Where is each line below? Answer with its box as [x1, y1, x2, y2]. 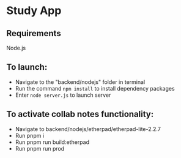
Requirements [6, 28, 61, 39]
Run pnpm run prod [15, 145, 65, 152]
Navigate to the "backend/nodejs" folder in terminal [15, 78, 146, 86]
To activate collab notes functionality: [6, 109, 154, 119]
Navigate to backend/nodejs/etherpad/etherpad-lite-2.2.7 [15, 125, 161, 132]
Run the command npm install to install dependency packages [15, 85, 175, 92]
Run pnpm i [15, 132, 45, 139]
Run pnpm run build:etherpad [15, 138, 90, 146]
